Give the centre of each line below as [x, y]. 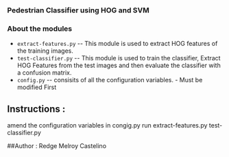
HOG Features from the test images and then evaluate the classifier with [119, 65]
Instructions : [36, 109]
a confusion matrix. [44, 73]
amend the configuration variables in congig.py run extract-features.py [107, 125]
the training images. [45, 51]
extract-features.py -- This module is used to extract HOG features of [117, 44]
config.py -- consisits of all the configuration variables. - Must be [110, 80]
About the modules [40, 28]
